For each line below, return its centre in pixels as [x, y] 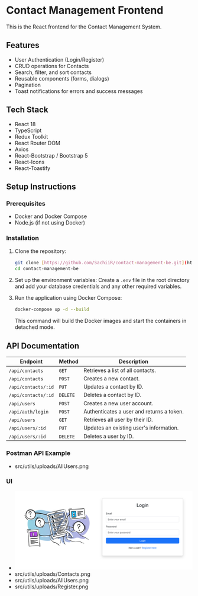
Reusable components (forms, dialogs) [62, 78]
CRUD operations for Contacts [52, 66]
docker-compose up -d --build [52, 310]
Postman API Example [38, 453]
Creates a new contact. [112, 378]
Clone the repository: [40, 251]
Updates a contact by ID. [113, 387]
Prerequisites [26, 203]
